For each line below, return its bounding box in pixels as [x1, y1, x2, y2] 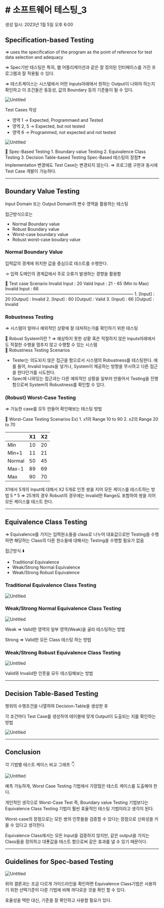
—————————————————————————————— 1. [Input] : [5, 291, 155, 297]
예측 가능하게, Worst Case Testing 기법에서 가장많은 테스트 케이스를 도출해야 [5, 783, 153, 789]
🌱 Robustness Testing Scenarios [5, 347, 70, 353]
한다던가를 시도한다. [17, 369, 56, 375]
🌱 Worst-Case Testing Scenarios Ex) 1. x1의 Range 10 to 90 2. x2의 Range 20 [5, 416, 159, 422]
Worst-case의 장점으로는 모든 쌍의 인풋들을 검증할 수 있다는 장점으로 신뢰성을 [5, 816, 154, 822]
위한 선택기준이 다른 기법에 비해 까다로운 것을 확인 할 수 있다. [10, 886, 126, 892]
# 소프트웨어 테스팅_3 [5, 4, 87, 16]
